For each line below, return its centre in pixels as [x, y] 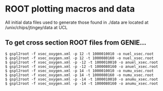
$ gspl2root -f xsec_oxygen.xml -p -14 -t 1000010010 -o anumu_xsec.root [82, 79]
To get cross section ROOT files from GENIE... [76, 43]
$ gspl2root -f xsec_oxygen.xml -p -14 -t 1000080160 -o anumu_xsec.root [82, 83]
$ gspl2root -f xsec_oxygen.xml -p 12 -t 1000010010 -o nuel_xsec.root [79, 54]
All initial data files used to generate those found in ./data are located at [77, 22]
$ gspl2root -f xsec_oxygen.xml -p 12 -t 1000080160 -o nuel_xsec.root [79, 58]
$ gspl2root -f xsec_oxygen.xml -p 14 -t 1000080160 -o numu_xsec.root [79, 75]
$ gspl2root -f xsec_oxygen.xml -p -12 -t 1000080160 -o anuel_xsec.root [82, 66]
